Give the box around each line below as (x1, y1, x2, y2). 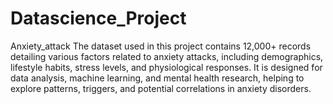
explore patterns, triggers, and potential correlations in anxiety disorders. (10, 82, 312, 94)
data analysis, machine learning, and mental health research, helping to (10, 72, 305, 84)
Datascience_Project (10, 7, 187, 30)
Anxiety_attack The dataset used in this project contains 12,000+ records (10, 40, 312, 52)
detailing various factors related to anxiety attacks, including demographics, (10, 50, 324, 62)
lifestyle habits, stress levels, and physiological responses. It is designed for (10, 61, 323, 73)
